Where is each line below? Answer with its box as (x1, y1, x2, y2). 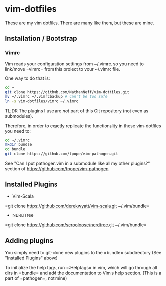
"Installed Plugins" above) (5, 255, 58, 261)
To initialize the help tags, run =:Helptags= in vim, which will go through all (5, 265, 157, 271)
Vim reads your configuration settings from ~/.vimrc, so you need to (5, 61, 144, 67)
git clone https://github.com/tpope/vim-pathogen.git (5, 151, 119, 156)
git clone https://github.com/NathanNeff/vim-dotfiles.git (5, 89, 130, 95)
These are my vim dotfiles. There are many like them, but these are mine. (5, 20, 155, 26)
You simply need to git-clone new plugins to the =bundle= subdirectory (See (5, 250, 162, 256)
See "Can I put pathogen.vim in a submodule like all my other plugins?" (5, 160, 150, 166)
